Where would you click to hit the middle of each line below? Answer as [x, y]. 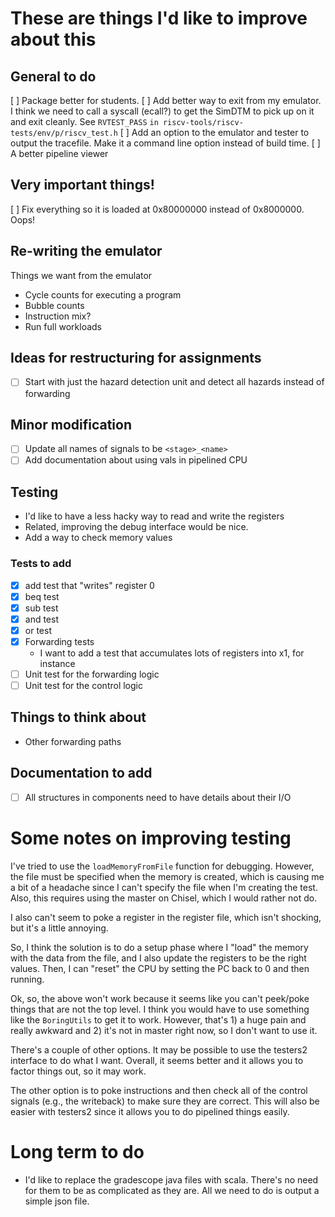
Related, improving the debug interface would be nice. [136, 527]
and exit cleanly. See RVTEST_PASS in [84, 121]
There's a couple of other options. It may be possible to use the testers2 [159, 1049]
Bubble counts [54, 305]
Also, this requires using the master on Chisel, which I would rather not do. [164, 898]
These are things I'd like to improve [159, 18]
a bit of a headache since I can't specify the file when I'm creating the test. [164, 887]
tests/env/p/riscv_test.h [64, 133]
